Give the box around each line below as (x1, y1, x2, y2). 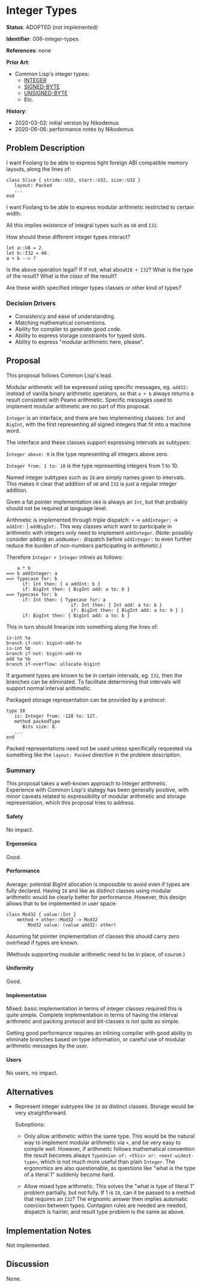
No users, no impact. (6, 1070, 58, 1077)
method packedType (14, 718, 61, 725)
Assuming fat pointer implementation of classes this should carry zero (6, 932, 180, 940)
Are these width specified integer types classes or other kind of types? (6, 284, 182, 291)
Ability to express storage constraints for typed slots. (14, 332, 146, 339)
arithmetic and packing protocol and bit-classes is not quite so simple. (6, 1018, 180, 1025)
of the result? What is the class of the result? (6, 272, 117, 279)
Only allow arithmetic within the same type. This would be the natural (23, 1133, 195, 1140)
